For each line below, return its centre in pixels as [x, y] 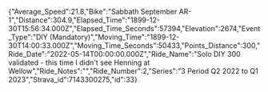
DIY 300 [227, 54]
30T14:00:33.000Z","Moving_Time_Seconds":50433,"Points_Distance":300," [134, 46]
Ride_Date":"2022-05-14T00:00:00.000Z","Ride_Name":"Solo [110, 54]
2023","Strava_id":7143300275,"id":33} [73, 80]
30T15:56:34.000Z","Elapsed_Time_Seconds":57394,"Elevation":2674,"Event [134, 28]
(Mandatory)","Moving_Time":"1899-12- [114, 37]
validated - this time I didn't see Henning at [79, 62]
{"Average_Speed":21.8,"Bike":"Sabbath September [93, 12]
